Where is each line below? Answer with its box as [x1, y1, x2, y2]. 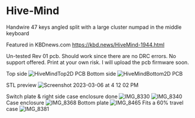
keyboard [6, 29, 30, 36]
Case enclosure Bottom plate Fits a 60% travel [6, 99, 184, 106]
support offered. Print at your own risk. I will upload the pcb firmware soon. [6, 59, 189, 66]
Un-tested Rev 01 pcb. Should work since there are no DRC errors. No [6, 52, 176, 59]
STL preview [6, 81, 37, 89]
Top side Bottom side [6, 70, 116, 77]
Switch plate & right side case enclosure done [6, 93, 118, 100]
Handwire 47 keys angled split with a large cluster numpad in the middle [6, 23, 182, 31]
